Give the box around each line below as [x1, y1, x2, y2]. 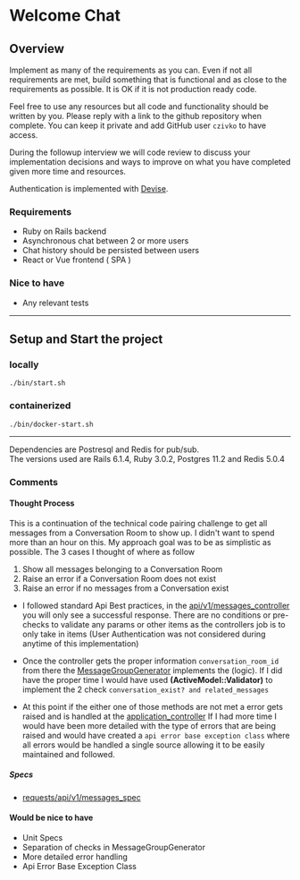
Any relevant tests [21, 297, 89, 308]
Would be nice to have [9, 812, 94, 824]
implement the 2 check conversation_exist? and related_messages [21, 684, 270, 695]
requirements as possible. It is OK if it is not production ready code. [9, 84, 257, 94]
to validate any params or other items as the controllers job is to [51, 619, 286, 629]
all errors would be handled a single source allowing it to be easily [21, 739, 265, 750]
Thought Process [9, 498, 75, 508]
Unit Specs [21, 832, 63, 842]
